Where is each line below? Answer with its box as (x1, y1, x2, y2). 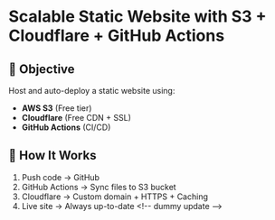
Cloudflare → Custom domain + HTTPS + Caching (21, 191, 209, 202)
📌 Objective (8, 61, 75, 77)
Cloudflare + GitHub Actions (8, 25, 225, 46)
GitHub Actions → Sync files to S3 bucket (21, 181, 177, 192)
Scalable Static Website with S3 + (8, 6, 268, 27)
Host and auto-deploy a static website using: (8, 86, 175, 96)
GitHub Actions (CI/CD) (21, 122, 111, 133)
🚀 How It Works (8, 148, 97, 163)
